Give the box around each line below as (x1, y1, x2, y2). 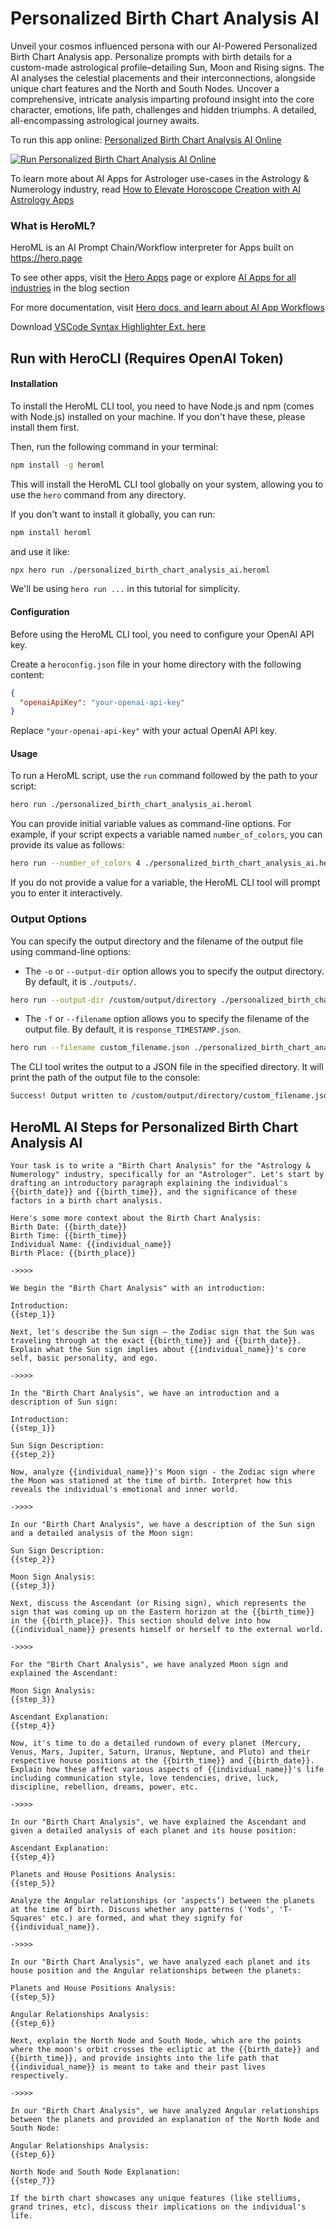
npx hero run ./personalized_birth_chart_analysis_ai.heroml (10, 565, 271, 575)
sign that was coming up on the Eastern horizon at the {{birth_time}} (10, 1607, 315, 1617)
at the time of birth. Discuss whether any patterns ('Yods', (10, 1904, 275, 1914)
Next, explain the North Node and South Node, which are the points (10, 2035, 302, 2046)
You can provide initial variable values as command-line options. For (10, 818, 292, 830)
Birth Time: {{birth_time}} (10, 1230, 128, 1241)
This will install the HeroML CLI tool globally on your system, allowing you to (10, 478, 324, 490)
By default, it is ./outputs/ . (24, 975, 137, 987)
